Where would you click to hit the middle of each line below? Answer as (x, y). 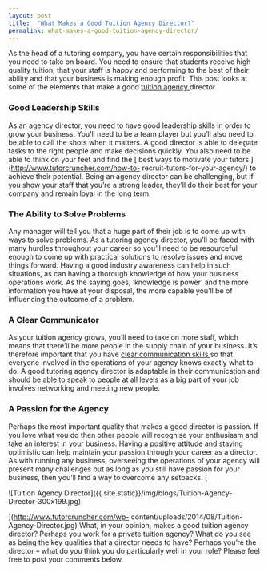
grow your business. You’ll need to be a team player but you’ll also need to (131, 133)
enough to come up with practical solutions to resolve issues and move (125, 256)
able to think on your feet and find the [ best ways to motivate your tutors (129, 159)
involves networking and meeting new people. (84, 388)
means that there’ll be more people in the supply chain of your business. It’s (133, 346)
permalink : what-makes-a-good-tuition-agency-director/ (103, 30)
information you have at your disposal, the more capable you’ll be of (121, 290)
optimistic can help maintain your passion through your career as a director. (133, 451)
